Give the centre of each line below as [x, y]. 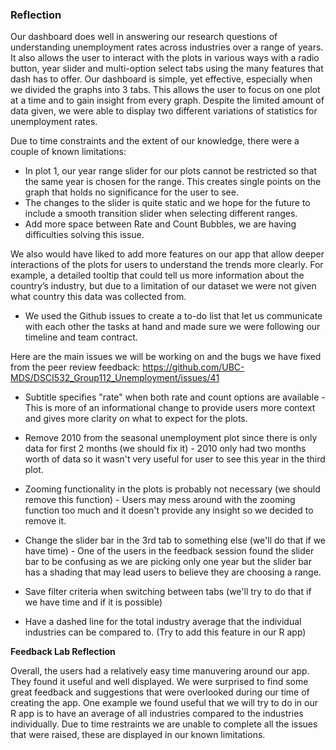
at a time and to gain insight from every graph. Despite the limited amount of [167, 100]
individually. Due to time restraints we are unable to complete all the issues [164, 724]
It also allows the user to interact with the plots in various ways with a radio [165, 58]
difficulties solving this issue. [84, 235]
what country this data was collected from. [98, 297]
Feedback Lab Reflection [63, 652]
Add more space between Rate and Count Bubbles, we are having [160, 224]
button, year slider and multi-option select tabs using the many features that [167, 69]
